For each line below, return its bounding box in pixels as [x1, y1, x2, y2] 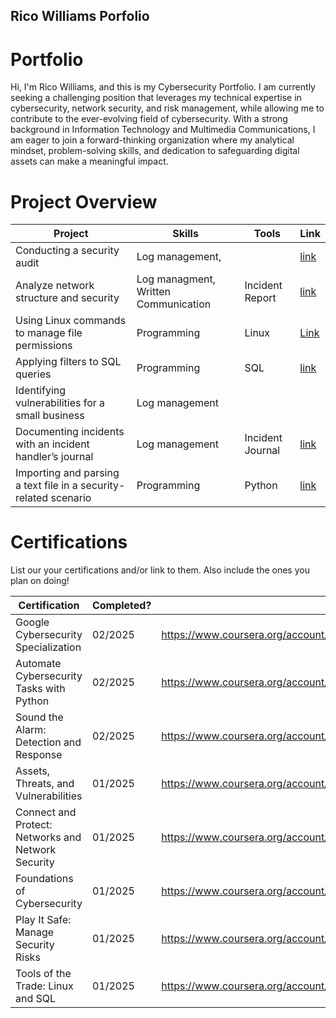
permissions [15, 339, 73, 353]
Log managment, [136, 272, 216, 286]
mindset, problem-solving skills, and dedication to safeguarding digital [10, 145, 300, 157]
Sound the [15, 710, 64, 724]
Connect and [15, 805, 77, 819]
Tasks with [15, 682, 66, 696]
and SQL [15, 992, 57, 1006]
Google [15, 615, 50, 629]
